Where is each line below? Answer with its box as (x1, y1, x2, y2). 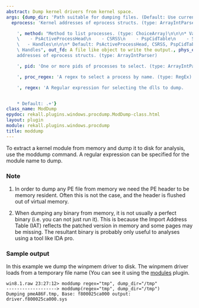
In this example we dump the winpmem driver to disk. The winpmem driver (6, 263, 188, 270)
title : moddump (6, 128, 44, 134)
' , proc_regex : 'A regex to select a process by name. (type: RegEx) (17, 74, 192, 80)
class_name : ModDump (6, 106, 57, 112)
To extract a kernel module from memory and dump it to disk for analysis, (6, 144, 185, 151)
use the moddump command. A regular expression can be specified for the (6, 151, 190, 158)
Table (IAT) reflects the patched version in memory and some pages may (14, 222, 193, 229)
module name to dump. (6, 157, 63, 164)
